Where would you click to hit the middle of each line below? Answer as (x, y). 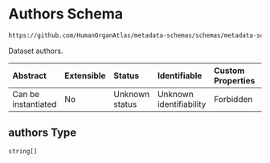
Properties (235, 80)
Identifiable (180, 75)
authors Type (43, 133)
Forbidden (233, 99)
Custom (229, 71)
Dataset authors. (36, 51)
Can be (26, 94)
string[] (23, 151)
